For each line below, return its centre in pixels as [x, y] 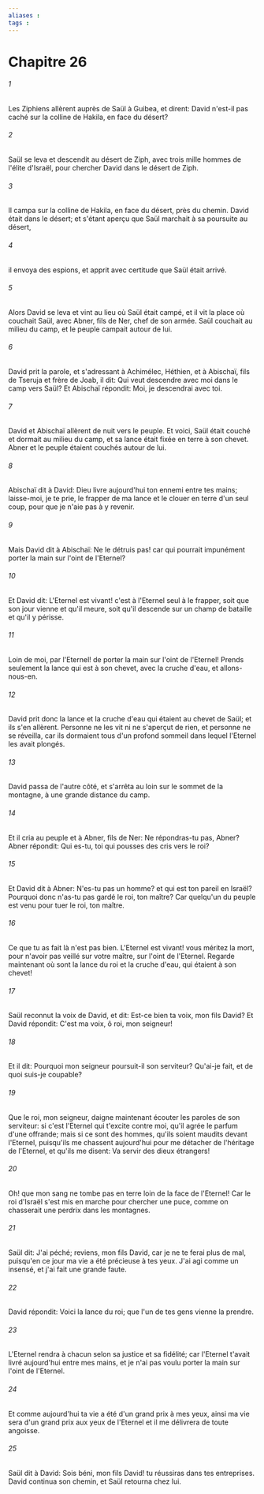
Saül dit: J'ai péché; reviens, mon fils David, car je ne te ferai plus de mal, [127, 1252]
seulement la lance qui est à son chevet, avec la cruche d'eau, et [113, 668]
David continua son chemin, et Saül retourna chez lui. [95, 1481]
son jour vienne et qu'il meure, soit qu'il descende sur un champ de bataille [130, 608]
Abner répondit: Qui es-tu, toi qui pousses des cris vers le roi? [109, 846]
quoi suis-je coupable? [45, 1075]
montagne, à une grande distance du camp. [79, 795]
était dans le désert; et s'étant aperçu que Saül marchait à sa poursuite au [128, 219]
